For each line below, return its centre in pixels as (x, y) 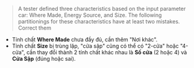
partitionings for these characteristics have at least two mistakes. (99, 21)
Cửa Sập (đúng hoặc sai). (44, 59)
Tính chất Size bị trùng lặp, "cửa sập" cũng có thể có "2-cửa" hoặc (95, 46)
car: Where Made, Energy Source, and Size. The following (90, 15)
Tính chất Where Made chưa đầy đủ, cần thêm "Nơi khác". (85, 39)
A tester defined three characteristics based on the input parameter (102, 9)
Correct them (34, 28)
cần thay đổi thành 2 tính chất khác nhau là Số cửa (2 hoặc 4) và (107, 52)
